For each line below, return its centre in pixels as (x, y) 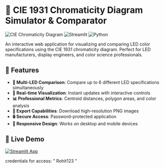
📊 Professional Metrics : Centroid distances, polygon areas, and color (84, 98)
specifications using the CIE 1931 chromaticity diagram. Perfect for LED (78, 49)
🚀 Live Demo (25, 139)
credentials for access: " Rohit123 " (41, 161)
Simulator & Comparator (56, 21)
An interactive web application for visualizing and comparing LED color (78, 44)
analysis (21, 105)
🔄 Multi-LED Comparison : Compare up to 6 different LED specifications (86, 82)
